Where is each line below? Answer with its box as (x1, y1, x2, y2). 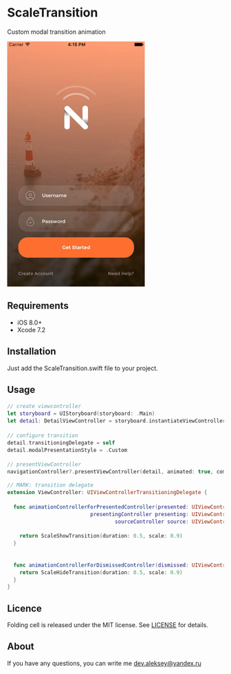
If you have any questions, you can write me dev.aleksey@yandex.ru (7, 659, 201, 667)
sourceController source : (114, 518, 189, 525)
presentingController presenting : (90, 511, 189, 518)
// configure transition (7, 432, 78, 439)
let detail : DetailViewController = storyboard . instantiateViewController (7, 418, 226, 425)
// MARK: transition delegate (7, 482, 94, 489)
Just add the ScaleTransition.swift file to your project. (7, 364, 158, 372)
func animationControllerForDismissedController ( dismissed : (13, 562, 189, 569)
